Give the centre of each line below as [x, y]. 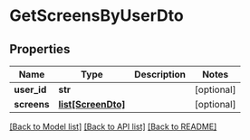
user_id [30, 89]
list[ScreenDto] [92, 104]
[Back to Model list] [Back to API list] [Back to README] [113, 126]
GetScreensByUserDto [96, 16]
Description [160, 75]
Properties [40, 49]
